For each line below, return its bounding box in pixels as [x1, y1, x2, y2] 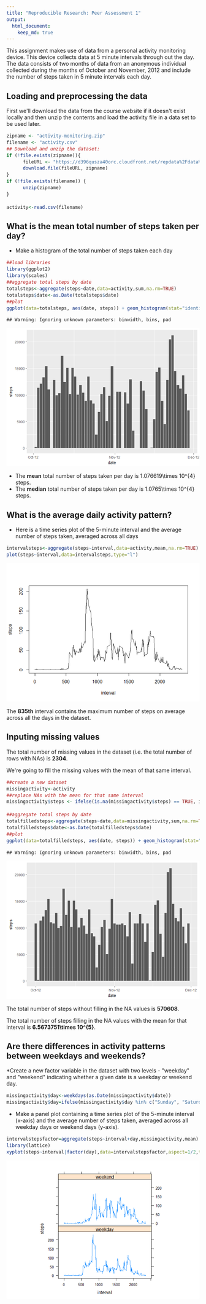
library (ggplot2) [6, 266, 51, 273]
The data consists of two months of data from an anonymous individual [6, 60, 186, 68]
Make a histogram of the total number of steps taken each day [15, 247, 173, 254]
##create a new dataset [6, 779, 67, 786]
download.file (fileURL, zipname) [22, 165, 109, 171]
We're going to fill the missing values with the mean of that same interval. [6, 767, 192, 774]
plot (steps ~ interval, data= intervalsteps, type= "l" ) [6, 552, 139, 558]
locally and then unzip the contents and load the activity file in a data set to [6, 114, 196, 121]
